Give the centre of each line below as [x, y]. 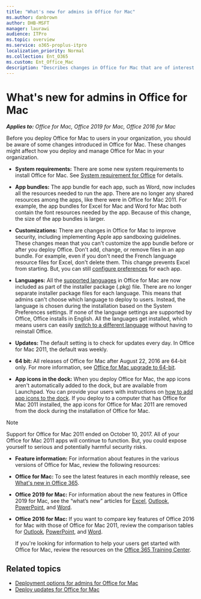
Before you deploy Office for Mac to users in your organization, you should [98, 138]
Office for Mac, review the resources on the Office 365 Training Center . [103, 550]
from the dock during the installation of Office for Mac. [82, 411]
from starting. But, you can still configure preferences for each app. [98, 269]
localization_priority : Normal [45, 51]
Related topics [34, 569]
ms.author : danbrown [32, 17]
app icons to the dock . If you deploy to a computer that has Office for [100, 398]
